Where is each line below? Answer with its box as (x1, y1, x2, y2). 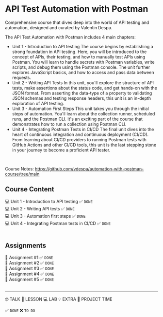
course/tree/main (5, 171, 40, 177)
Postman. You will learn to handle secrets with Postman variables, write (12, 59, 155, 65)
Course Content (5, 185, 54, 193)
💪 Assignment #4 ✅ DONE (5, 271, 54, 277)
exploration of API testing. (12, 100, 65, 106)
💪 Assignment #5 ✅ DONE (5, 276, 54, 282)
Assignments (5, 242, 47, 250)
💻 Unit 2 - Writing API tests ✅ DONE (5, 205, 75, 211)
